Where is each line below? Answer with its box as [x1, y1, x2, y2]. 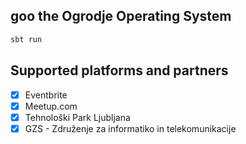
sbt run [10, 34, 43, 44]
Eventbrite [24, 89, 68, 101]
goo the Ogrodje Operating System [10, 8, 232, 25]
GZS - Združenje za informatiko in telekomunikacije [24, 122, 237, 134]
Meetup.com [24, 100, 78, 112]
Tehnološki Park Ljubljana [24, 111, 131, 123]
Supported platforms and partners [10, 62, 229, 79]
